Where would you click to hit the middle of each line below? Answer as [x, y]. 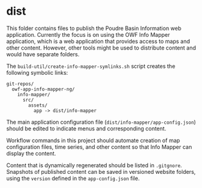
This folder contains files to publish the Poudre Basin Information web [94, 28]
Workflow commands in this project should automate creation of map [93, 140]
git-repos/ [20, 84]
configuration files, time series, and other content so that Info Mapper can [99, 147]
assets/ [38, 105]
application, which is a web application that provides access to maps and [98, 41]
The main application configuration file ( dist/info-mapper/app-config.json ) [101, 122]
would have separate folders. [43, 54]
